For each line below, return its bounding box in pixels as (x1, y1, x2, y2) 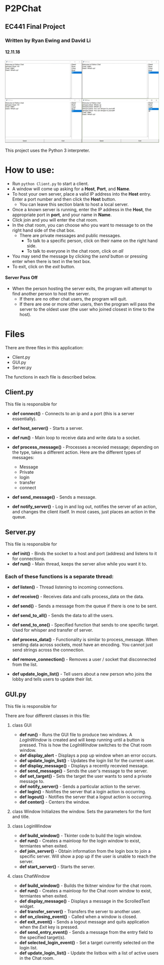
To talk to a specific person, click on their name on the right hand (26, 238, 158, 243)
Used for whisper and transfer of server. (12, 627, 94, 633)
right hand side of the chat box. (12, 227, 76, 233)
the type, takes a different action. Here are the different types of (12, 449, 141, 455)
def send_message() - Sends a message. (12, 494, 97, 500)
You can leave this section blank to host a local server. (19, 201, 129, 207)
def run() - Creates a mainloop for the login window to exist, (19, 838, 141, 844)
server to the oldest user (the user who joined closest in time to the (19, 306, 155, 312)
